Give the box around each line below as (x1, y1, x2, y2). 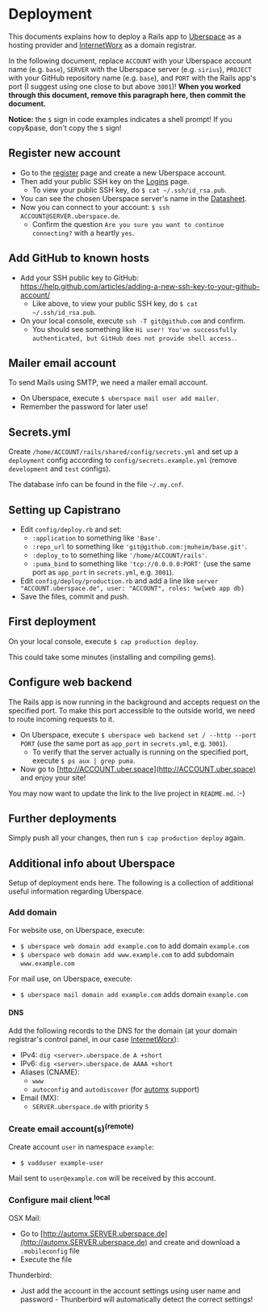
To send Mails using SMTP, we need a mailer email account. (8, 377, 208, 388)
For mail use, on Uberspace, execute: (8, 973, 133, 983)
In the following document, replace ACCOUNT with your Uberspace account (8, 56, 252, 65)
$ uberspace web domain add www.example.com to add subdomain (19, 949, 235, 959)
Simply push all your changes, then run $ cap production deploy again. (8, 833, 246, 843)
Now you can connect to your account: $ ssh (19, 202, 170, 212)
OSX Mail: (8, 1213, 42, 1223)
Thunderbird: (8, 1270, 52, 1280)
